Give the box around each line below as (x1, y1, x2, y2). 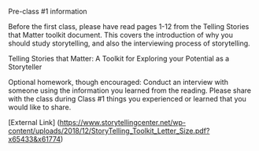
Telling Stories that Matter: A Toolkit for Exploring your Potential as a (8, 54, 230, 63)
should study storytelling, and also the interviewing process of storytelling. (8, 39, 250, 48)
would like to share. (8, 102, 72, 112)
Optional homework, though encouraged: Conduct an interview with (8, 78, 228, 87)
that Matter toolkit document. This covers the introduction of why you (8, 31, 234, 39)
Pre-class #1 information (8, 7, 88, 16)
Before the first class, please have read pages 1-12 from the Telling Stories (8, 22, 250, 31)
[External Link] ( (8, 118, 61, 127)
